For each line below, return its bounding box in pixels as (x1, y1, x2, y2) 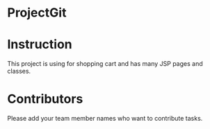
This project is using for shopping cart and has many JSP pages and (7, 60, 203, 68)
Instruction (7, 37, 72, 53)
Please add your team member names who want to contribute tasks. (7, 114, 203, 123)
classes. (7, 67, 31, 76)
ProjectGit (7, 5, 67, 21)
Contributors (7, 92, 83, 107)
